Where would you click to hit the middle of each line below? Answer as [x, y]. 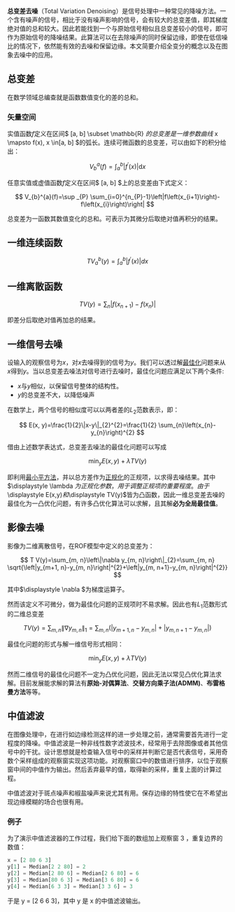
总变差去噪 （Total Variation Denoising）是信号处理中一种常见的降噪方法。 [114, 11]
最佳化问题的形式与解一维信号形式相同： [65, 644]
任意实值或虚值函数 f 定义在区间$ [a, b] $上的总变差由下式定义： [98, 182]
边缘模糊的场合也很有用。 [50, 801]
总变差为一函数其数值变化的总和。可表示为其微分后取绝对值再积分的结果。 [114, 218]
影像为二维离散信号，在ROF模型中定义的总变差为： [81, 545]
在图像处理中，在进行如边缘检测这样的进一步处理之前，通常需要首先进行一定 [117, 734]
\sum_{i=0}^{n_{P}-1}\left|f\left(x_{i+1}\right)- [155, 196]
